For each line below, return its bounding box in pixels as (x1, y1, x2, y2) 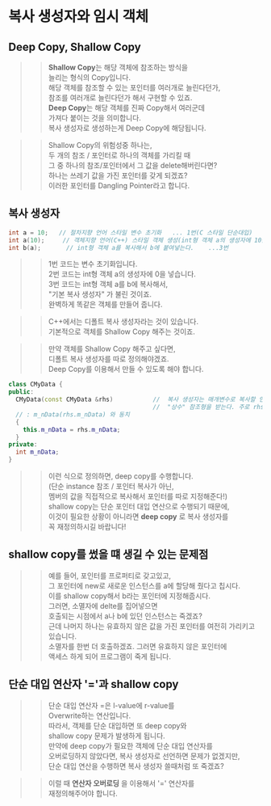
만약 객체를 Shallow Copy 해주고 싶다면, (48, 344, 176, 354)
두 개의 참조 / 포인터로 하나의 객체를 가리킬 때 (48, 150, 191, 160)
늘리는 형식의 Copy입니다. (48, 73, 131, 82)
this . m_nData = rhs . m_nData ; (23, 425, 121, 433)
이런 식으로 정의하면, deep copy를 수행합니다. (48, 471, 194, 481)
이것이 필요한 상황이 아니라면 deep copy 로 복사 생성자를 (48, 512, 229, 521)
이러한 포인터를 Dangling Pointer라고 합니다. (48, 181, 190, 190)
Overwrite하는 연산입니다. (48, 711, 131, 720)
